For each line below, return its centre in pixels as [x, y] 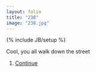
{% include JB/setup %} [36, 40]
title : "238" [22, 17]
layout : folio [24, 12]
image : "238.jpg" [28, 23]
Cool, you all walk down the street [48, 52]
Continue [26, 63]
